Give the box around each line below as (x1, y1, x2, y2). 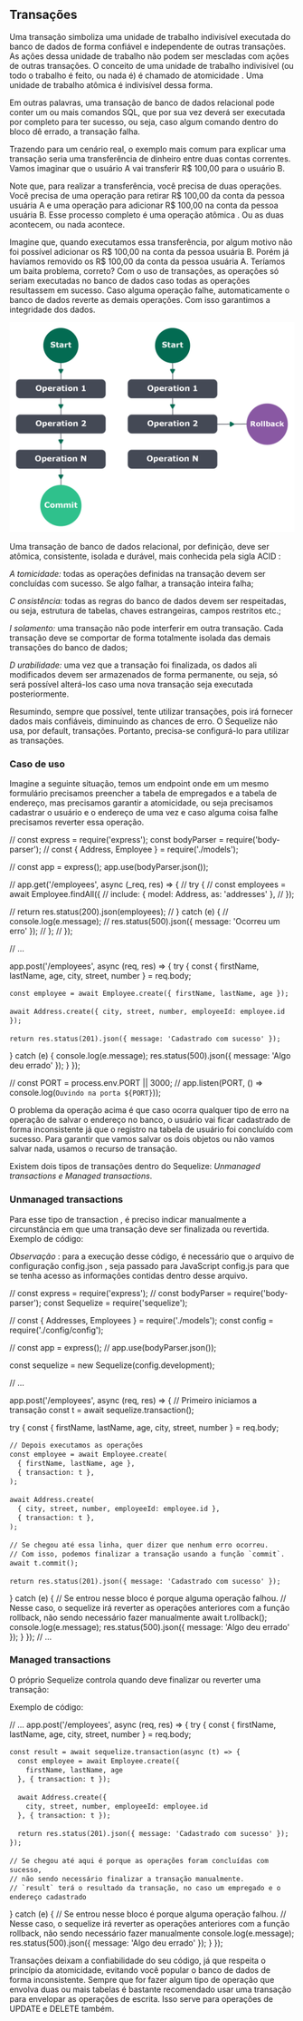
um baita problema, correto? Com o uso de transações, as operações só (9, 265, 279, 276)
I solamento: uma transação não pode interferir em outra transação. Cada (9, 622, 284, 633)
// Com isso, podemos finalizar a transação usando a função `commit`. (9, 1549, 285, 1558)
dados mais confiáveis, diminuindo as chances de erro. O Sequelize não (9, 716, 279, 727)
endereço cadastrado (9, 1892, 88, 1901)
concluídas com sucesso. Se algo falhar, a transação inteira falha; (9, 578, 254, 589)
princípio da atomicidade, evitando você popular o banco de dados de (9, 1964, 271, 1976)
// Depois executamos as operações (9, 1440, 144, 1450)
